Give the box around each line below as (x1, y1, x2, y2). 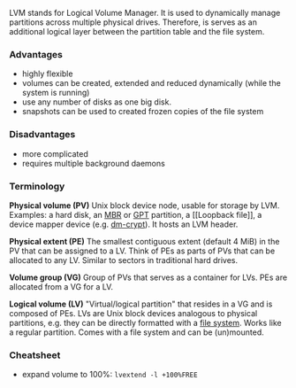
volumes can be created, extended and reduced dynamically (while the (21, 78, 281, 89)
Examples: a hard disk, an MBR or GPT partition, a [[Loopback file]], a (9, 209, 262, 220)
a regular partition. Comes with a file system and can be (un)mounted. (9, 327, 264, 338)
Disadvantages (9, 128, 76, 141)
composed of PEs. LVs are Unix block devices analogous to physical (9, 307, 258, 318)
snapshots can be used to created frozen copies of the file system (21, 106, 264, 117)
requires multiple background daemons (21, 158, 165, 168)
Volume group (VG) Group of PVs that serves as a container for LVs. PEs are (9, 272, 288, 283)
